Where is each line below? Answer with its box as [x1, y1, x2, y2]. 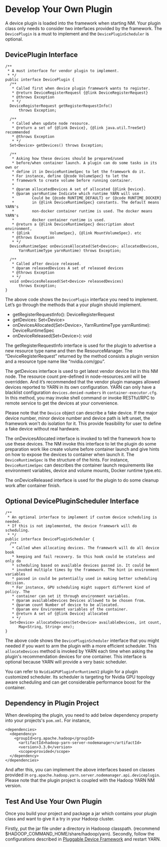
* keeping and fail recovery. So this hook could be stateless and [11, 554, 155, 559]
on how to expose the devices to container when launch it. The [5, 451, 135, 457]
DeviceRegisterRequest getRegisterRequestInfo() [9, 103, 113, 108]
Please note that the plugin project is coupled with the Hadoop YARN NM [5, 777, 155, 783]
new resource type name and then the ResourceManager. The [5, 347, 133, 354]
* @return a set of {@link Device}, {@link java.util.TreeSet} [11, 125, 146, 130]
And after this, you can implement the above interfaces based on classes [5, 767, 155, 773]
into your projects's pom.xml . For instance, [5, 718, 91, 724]
